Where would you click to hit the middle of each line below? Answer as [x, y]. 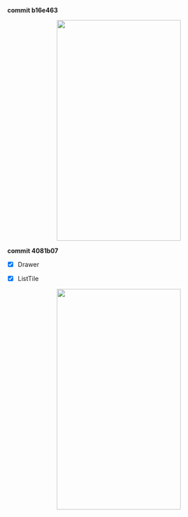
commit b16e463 [33, 10]
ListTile [28, 279]
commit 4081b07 [33, 251]
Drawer [28, 265]
